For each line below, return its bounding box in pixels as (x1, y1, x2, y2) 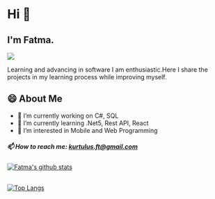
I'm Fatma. (7, 34, 54, 46)
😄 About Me (7, 93, 63, 105)
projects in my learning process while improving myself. (7, 73, 167, 81)
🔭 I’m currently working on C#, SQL (17, 111, 119, 120)
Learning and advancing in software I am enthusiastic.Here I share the (7, 65, 209, 74)
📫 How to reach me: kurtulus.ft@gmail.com (7, 143, 138, 151)
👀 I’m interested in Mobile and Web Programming (17, 126, 158, 134)
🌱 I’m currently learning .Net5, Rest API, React (17, 118, 149, 127)
